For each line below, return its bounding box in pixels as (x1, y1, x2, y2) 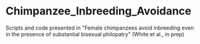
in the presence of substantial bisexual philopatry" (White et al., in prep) (5, 30, 185, 37)
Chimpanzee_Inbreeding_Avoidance (5, 4, 192, 18)
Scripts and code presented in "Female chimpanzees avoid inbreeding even (5, 24, 194, 31)
